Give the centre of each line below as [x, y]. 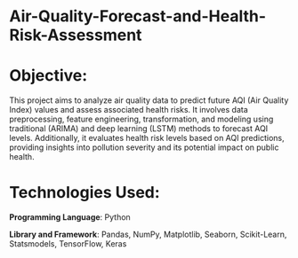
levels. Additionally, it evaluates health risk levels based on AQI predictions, [147, 138]
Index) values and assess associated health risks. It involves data [129, 110]
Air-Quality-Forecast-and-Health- [138, 16]
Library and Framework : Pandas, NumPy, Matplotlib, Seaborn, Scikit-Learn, [148, 235]
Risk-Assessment [76, 35]
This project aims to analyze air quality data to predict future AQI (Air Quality [149, 100]
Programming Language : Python [70, 217]
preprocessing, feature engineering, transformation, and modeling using [141, 119]
